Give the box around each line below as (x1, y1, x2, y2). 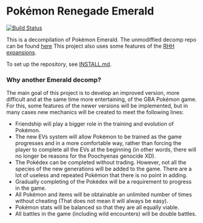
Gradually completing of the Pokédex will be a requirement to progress (15, 178, 192, 186)
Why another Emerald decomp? (6, 76, 102, 84)
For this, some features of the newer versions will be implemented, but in (6, 102, 188, 109)
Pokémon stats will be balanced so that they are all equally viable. (15, 204, 180, 211)
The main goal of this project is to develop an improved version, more (6, 89, 180, 97)
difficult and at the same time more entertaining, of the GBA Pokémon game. (6, 95, 197, 103)
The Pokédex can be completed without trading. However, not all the (15, 159, 187, 166)
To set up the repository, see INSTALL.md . (6, 60, 112, 68)
